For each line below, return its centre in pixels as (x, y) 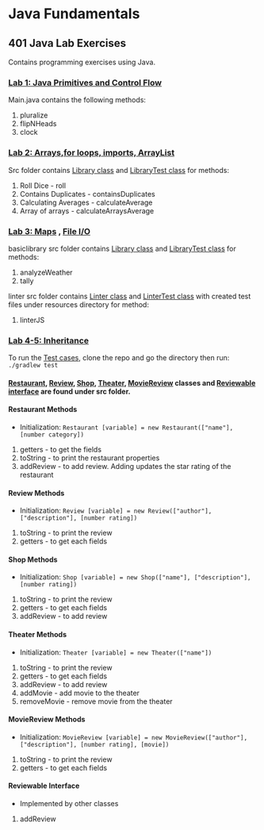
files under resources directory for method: (78, 304)
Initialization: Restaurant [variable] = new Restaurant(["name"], (126, 427)
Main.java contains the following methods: (77, 100)
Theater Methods (38, 634)
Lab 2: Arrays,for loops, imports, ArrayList (92, 153)
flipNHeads (38, 124)
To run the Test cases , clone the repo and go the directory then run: (119, 358)
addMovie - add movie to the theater (80, 693)
